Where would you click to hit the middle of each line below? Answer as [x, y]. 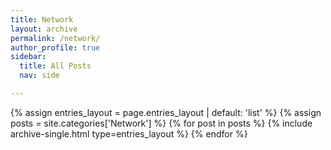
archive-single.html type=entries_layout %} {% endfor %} [129, 133]
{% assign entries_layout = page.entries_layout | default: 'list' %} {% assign [166, 112]
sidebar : [28, 57]
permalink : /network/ [55, 38]
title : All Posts [55, 66]
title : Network [42, 19]
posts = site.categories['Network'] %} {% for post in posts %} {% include [161, 123]
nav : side [39, 76]
